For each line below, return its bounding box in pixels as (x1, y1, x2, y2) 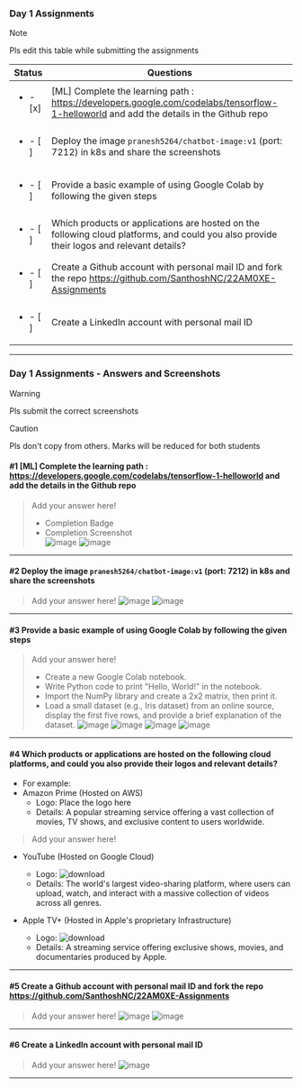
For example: (22, 778, 71, 789)
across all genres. (35, 898, 102, 909)
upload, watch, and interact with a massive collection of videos (35, 888, 270, 899)
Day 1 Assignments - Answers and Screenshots (9, 368, 221, 380)
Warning (9, 388, 40, 398)
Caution (9, 423, 39, 434)
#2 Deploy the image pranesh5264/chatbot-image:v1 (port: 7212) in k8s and (9, 566, 290, 577)
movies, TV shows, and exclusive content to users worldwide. (35, 817, 265, 827)
